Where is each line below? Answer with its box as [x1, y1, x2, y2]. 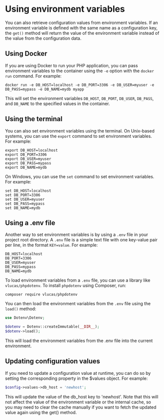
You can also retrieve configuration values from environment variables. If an [5, 20, 158, 26]
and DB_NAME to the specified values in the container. [5, 101, 110, 106]
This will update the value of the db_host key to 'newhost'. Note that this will [5, 394, 159, 399]
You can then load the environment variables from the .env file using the [5, 301, 151, 307]
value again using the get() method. [5, 409, 77, 415]
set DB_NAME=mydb [5, 205, 41, 210]
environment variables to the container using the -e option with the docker [5, 68, 154, 74]
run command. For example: [5, 73, 62, 79]
